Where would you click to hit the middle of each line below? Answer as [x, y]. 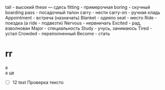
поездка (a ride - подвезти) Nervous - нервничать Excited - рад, [73, 23]
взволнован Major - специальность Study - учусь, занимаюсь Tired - [79, 28]
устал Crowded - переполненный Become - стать [57, 34]
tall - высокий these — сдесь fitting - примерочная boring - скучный [78, 7]
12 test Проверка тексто [38, 82]
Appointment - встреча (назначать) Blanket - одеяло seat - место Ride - [81, 18]
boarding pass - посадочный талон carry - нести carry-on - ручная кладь [83, 12]
